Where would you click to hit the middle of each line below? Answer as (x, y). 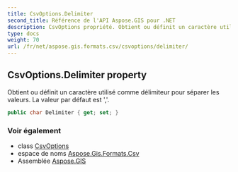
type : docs (23, 33)
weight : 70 (23, 40)
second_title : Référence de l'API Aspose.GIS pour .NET (91, 20)
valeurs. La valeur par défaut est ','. (58, 99)
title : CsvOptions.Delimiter (50, 14)
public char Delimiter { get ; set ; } (63, 112)
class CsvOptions (43, 146)
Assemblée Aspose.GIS (52, 161)
